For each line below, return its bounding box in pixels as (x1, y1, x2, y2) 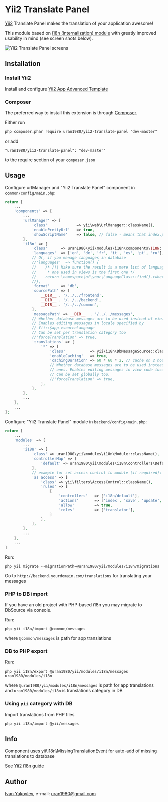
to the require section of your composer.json (5, 157, 96, 163)
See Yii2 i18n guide (5, 763, 44, 769)
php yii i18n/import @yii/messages (5, 721, 79, 726)
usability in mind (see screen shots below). (5, 35, 93, 41)
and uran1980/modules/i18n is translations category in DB (5, 688, 123, 694)
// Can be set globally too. (49, 372, 111, 377)
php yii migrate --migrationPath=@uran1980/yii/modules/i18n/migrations (5, 564, 160, 569)
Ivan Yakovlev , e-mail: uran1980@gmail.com (5, 791, 96, 797)
